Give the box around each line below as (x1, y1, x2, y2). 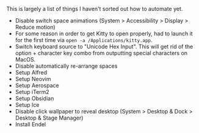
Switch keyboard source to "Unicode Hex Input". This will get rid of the (15, 43, 194, 50)
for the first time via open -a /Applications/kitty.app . (15, 37, 153, 43)
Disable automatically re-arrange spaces (15, 62, 118, 70)
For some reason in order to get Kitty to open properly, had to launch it (15, 30, 194, 37)
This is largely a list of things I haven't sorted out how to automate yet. (6, 5, 183, 12)
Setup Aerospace (15, 82, 59, 89)
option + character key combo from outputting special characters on (15, 49, 188, 57)
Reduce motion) (15, 24, 56, 31)
